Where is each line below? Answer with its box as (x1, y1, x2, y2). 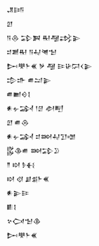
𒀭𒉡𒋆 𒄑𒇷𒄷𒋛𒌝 (6, 133, 77, 140)
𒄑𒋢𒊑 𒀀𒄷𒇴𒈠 (6, 48, 58, 56)
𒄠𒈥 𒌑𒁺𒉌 (6, 76, 52, 84)
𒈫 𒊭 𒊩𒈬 (6, 161, 35, 168)
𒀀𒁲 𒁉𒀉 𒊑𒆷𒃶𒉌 (6, 34, 81, 42)
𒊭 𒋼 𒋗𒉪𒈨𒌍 (6, 175, 50, 183)
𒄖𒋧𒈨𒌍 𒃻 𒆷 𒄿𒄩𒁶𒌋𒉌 (6, 62, 93, 70)
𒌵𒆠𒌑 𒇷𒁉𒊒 (6, 147, 60, 154)
